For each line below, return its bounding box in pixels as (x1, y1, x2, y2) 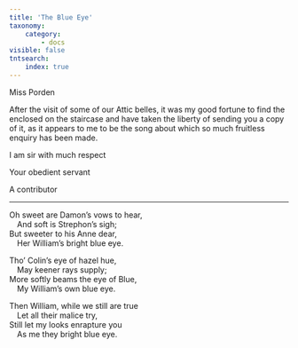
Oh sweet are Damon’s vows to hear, (9, 210, 144, 220)
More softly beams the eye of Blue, (9, 273, 137, 284)
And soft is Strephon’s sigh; (17, 218, 117, 229)
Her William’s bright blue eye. (17, 237, 124, 249)
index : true (25, 63, 69, 72)
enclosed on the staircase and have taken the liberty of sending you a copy (9, 113, 285, 124)
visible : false (9, 46, 66, 55)
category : (25, 29, 62, 38)
